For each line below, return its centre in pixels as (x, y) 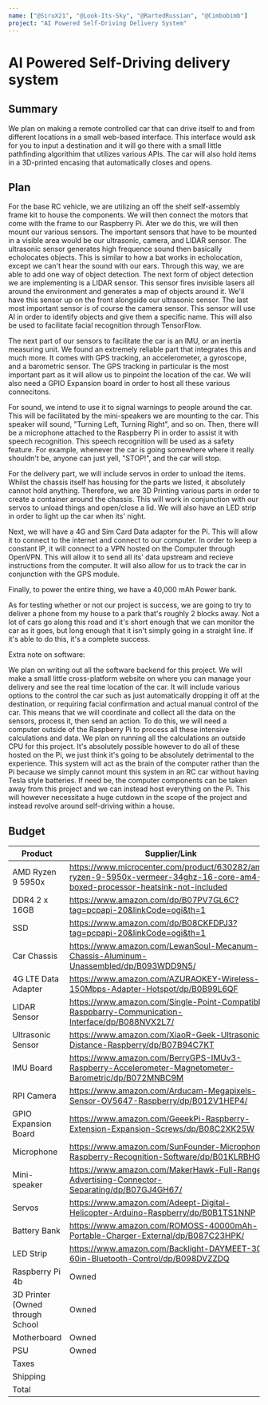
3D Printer (32, 1295)
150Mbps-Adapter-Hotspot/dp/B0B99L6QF (154, 989)
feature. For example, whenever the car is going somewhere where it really (131, 450)
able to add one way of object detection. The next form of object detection (131, 275)
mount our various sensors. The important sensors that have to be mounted (133, 232)
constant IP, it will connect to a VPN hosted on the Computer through (122, 549)
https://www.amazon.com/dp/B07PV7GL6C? (154, 900)
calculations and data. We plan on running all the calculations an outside (127, 738)
